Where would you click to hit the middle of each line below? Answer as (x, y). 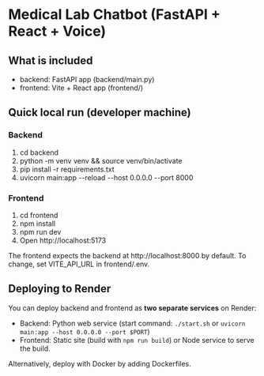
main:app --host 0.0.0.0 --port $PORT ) (85, 331)
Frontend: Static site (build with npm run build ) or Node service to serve (137, 340)
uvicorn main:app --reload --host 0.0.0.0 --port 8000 (106, 177)
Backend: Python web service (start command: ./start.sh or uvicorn (132, 323)
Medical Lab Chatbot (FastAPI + (115, 15)
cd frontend (39, 215)
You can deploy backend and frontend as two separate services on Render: (132, 308)
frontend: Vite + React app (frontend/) (81, 88)
